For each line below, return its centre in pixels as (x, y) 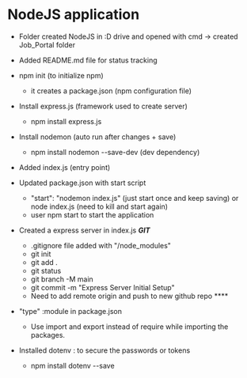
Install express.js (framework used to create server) (103, 106)
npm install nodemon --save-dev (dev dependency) (115, 152)
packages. (47, 335)
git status (46, 270)
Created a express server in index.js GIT (84, 230)
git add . (44, 262)
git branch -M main (62, 279)
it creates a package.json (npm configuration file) (111, 91)
